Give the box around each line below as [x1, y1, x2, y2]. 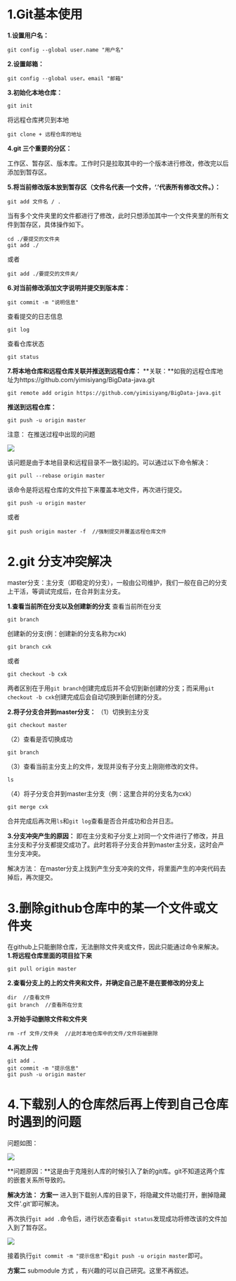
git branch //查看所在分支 [7, 1001, 83, 1009]
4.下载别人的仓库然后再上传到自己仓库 [7, 1097, 229, 1112]
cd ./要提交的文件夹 [7, 235, 60, 243]
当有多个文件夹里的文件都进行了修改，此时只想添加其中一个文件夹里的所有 [7, 211, 223, 220]
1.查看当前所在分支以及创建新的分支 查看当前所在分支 [7, 602, 162, 610]
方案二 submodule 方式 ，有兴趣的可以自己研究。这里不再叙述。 [7, 1266, 193, 1275]
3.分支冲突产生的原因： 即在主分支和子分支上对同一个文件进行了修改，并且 [7, 831, 225, 840]
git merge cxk [7, 803, 49, 810]
